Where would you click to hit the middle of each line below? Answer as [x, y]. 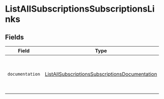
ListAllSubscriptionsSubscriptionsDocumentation [101, 74]
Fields [15, 37]
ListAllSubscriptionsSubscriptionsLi [80, 9]
